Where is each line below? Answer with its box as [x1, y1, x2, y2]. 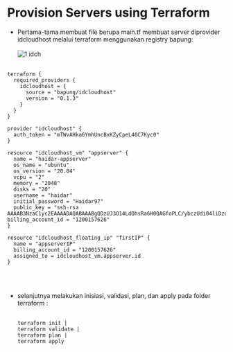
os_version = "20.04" [13, 168, 76, 175]
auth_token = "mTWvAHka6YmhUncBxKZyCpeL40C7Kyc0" [13, 131, 159, 138]
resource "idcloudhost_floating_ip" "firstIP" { [7, 234, 150, 241]
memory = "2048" [13, 179, 60, 186]
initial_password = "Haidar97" [13, 197, 104, 205]
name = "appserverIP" [13, 240, 76, 247]
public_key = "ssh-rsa [13, 204, 79, 211]
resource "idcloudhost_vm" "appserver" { [7, 149, 129, 157]
